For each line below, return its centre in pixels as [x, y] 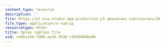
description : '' [22, 14]
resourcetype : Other [26, 28]
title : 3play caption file [33, 32]
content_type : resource [30, 10]
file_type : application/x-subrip [40, 23]
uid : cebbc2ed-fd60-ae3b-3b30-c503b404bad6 [51, 37]
